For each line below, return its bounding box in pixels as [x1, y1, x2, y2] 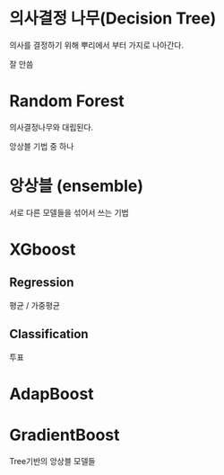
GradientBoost [9, 425, 120, 445]
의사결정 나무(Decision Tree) [9, 8, 217, 29]
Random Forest [9, 91, 125, 112]
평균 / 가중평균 [9, 300, 61, 310]
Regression [9, 275, 74, 291]
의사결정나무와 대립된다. [9, 121, 94, 132]
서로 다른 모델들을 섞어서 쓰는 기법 [9, 207, 129, 218]
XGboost [9, 239, 76, 259]
